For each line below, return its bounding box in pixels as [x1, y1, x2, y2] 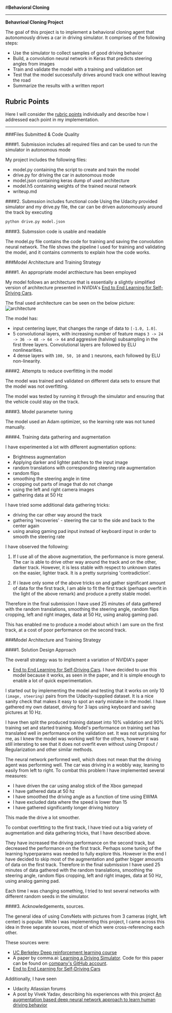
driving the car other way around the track [12, 511, 102, 518]
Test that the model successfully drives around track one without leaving [12, 72, 166, 77]
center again [12, 523, 40, 529]
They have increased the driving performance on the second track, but [5, 840, 155, 846]
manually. [5, 424, 26, 430]
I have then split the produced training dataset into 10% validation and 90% [5, 719, 164, 725]
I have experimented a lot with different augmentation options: [5, 444, 137, 450]
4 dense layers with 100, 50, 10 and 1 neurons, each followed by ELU [12, 352, 160, 359]
